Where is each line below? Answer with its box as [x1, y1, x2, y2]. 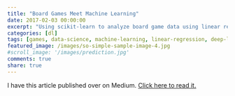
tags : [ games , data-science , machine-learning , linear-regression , [7, 36, 208, 43]
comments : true [7, 56, 52, 63]
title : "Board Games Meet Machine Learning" [7, 10, 139, 17]
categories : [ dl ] [7, 29, 58, 37]
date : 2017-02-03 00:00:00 [7, 17, 86, 24]
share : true [7, 62, 42, 69]
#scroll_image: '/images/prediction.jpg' [7, 49, 130, 56]
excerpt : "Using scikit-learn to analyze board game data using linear [7, 23, 220, 30]
